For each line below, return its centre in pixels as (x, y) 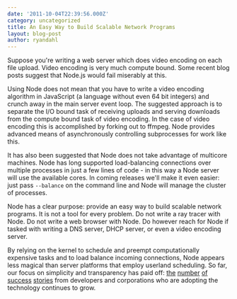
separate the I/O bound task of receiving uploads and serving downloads (114, 112)
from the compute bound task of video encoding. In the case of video (109, 119)
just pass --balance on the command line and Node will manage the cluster (117, 185)
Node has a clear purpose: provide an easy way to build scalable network (115, 206)
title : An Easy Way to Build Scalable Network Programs (91, 27)
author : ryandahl (33, 40)
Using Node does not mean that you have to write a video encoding (106, 89)
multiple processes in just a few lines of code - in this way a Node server (113, 170)
